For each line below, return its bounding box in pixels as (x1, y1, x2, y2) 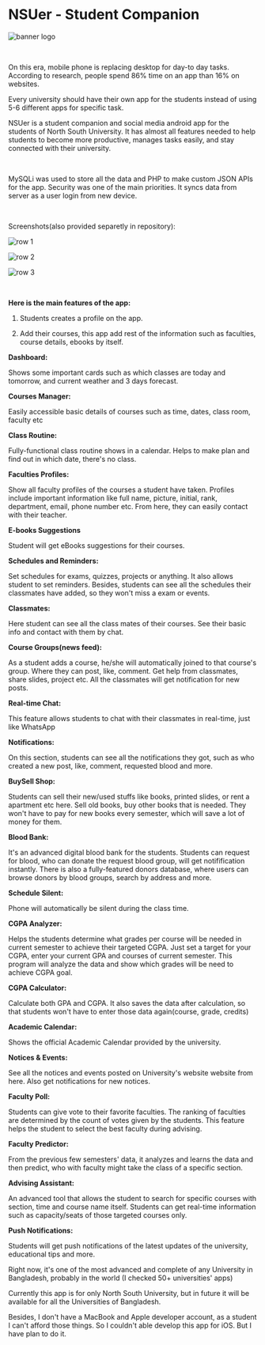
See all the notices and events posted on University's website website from (8, 1067, 253, 1077)
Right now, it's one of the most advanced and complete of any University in (8, 1264, 253, 1274)
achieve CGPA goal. (8, 967, 73, 977)
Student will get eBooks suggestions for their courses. (8, 540, 185, 550)
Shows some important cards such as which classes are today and (8, 368, 226, 377)
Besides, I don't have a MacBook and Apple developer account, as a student (8, 1312, 257, 1321)
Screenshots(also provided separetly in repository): (8, 221, 176, 231)
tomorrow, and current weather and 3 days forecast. (8, 376, 179, 385)
